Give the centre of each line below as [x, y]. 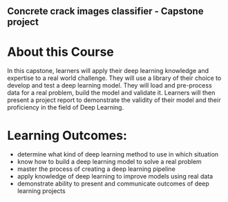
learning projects [41, 191]
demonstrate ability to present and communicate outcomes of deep [113, 184]
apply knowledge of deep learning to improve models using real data [115, 176]
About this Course [60, 52]
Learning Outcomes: [67, 135]
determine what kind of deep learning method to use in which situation [118, 154]
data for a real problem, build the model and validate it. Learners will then [111, 93]
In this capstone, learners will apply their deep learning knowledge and [108, 71]
